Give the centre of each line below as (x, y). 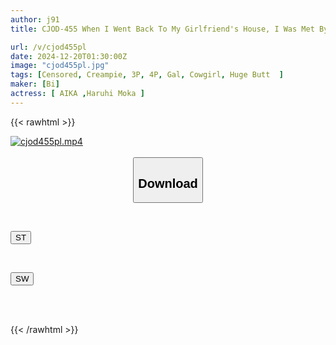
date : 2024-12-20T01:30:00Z (69, 56)
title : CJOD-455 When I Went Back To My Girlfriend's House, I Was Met (162, 29)
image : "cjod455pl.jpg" (60, 66)
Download (168, 183)
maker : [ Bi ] (35, 84)
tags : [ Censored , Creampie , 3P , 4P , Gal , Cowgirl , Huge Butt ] (147, 75)
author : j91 (35, 19)
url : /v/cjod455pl (48, 47)
